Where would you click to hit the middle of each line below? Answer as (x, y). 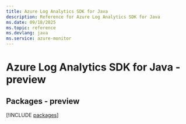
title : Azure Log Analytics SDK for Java (57, 11)
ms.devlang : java (27, 33)
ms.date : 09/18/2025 (31, 22)
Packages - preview (43, 101)
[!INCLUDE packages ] (32, 115)
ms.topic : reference (31, 28)
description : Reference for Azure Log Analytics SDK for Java (83, 17)
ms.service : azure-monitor (39, 38)
